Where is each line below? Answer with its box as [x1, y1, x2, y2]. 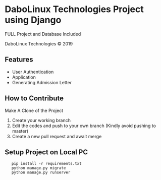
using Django [5, 14, 62, 26]
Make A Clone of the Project [5, 107, 64, 113]
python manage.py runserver [11, 170, 71, 175]
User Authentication [12, 69, 54, 75]
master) [12, 128, 29, 134]
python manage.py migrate [11, 165, 66, 171]
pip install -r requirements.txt [11, 161, 82, 166]
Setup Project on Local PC [5, 148, 88, 156]
